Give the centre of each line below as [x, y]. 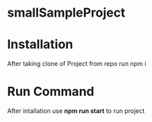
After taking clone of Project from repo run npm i [77, 64]
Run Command [51, 92]
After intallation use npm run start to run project [76, 111]
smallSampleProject [66, 13]
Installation [40, 45]
